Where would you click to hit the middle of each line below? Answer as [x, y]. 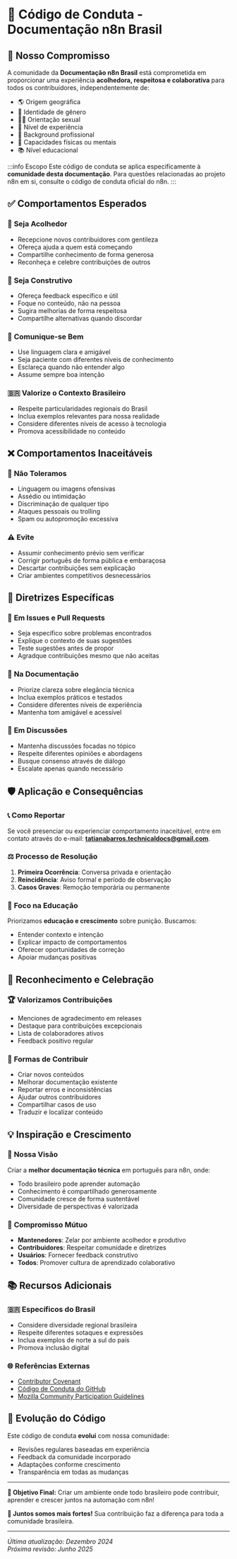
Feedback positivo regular [55, 1041]
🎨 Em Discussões [37, 730]
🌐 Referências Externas [49, 1366]
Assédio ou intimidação [51, 497]
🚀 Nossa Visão [33, 1155]
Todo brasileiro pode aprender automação [79, 1184]
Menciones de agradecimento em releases [80, 1018]
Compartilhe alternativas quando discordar [80, 318]
